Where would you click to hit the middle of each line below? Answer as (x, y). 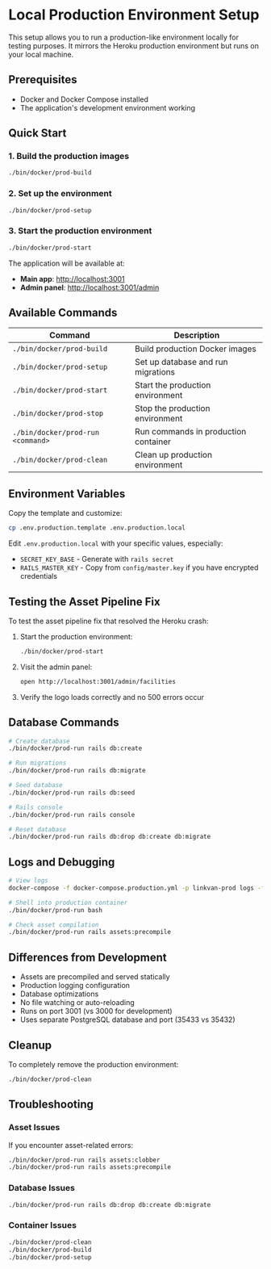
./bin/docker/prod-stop (58, 414)
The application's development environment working (108, 107)
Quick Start (38, 134)
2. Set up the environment (60, 194)
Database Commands (64, 723)
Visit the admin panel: (56, 667)
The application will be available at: (67, 263)
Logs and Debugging (62, 862)
